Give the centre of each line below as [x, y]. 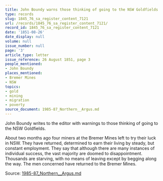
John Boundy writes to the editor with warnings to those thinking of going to [82, 123]
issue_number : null [25, 46]
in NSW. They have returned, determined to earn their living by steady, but [80, 143]
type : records [20, 14]
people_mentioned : [24, 64]
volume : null [18, 41]
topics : [13, 87]
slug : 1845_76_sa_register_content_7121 [47, 19]
